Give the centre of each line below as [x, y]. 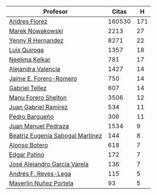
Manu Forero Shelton [38, 97]
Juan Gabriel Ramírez [39, 107]
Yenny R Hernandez [36, 40]
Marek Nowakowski [36, 31]
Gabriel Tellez [28, 88]
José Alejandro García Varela [49, 164]
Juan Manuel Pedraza [39, 126]
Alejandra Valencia [35, 69]
